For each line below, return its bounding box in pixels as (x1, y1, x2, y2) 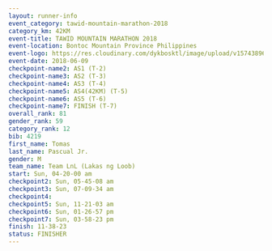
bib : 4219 (8, 132, 42, 140)
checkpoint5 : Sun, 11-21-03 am (8, 200, 114, 208)
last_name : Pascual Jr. (8, 147, 89, 155)
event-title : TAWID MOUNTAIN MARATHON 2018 (8, 34, 158, 43)
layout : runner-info (8, 11, 79, 20)
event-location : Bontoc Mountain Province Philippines (8, 42, 198, 50)
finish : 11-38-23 (8, 223, 67, 231)
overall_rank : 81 (8, 110, 67, 118)
